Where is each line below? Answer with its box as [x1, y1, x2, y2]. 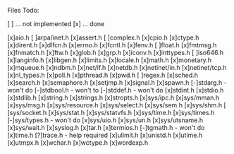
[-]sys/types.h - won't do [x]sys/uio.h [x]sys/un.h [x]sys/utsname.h [7, 116, 204, 124]
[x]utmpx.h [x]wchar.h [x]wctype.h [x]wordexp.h [7, 138, 149, 147]
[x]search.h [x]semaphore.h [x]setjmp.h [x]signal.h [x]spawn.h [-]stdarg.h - [7, 78, 227, 87]
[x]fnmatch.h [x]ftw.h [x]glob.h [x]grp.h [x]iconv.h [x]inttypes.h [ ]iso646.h [7, 49, 224, 57]
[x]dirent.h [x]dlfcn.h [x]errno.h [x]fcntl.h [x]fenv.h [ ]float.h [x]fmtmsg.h [7, 41, 217, 49]
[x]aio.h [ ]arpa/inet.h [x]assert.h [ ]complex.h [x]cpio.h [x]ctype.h [7, 33, 199, 42]
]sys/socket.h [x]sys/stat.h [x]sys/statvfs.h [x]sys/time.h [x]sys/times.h [7, 109, 215, 117]
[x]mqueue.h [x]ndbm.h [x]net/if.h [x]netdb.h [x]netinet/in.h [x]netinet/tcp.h [7, 64, 227, 71]
